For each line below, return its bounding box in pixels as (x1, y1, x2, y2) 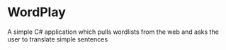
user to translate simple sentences (7, 35, 108, 43)
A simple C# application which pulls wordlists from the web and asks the (7, 27, 220, 36)
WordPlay (7, 4, 66, 20)
